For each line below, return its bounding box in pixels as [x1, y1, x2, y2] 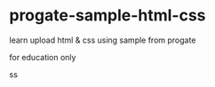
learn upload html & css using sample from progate [9, 35, 196, 45]
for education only [9, 51, 76, 62]
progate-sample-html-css [9, 5, 206, 26]
